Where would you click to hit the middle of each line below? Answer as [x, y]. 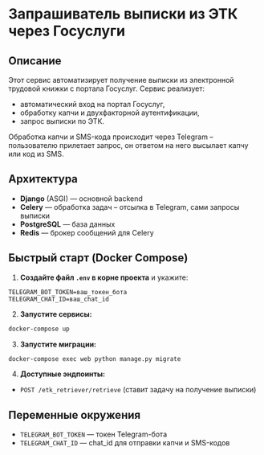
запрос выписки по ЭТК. [62, 121]
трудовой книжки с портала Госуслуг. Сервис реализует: [106, 88]
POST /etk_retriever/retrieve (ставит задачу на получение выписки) [138, 390]
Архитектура [43, 179]
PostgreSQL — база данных [67, 224]
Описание [35, 61]
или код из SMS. [36, 154]
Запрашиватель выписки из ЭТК [123, 14]
